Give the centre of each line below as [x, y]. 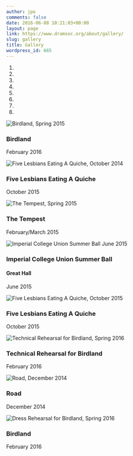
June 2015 [19, 286]
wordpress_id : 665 [29, 51]
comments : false [26, 17]
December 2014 [26, 406]
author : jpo [21, 12]
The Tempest [26, 219]
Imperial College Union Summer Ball [59, 259]
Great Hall [19, 273]
